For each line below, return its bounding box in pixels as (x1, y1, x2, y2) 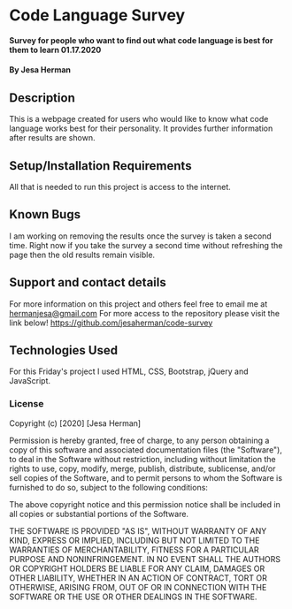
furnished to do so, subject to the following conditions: (9, 482, 208, 492)
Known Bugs (9, 207, 81, 222)
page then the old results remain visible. (9, 249, 156, 260)
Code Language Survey (9, 5, 186, 26)
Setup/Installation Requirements (9, 158, 192, 173)
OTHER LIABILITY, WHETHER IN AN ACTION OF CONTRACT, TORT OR (9, 572, 267, 583)
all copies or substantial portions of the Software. (9, 508, 188, 519)
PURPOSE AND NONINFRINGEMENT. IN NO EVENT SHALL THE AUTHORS (9, 553, 281, 564)
